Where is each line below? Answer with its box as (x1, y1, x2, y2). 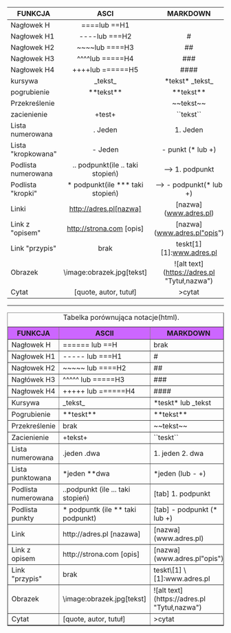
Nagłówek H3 (11, 375, 56, 384)
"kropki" (10, 189, 38, 198)
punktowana (11, 473, 52, 483)
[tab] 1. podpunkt (153, 489, 211, 498)
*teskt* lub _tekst (153, 398, 212, 407)
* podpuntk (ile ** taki (63, 505, 136, 514)
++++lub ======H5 (71, 65, 139, 74)
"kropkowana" (10, 149, 57, 159)
